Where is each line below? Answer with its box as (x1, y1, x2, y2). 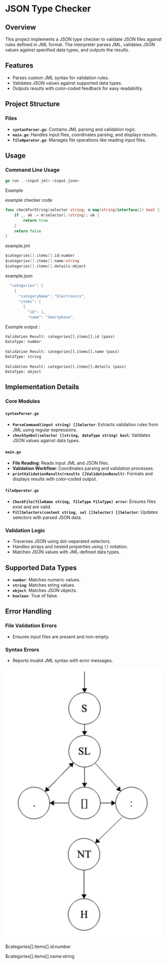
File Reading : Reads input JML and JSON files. (12, 460, 109, 466)
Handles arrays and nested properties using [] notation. (12, 544, 128, 550)
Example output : (5, 324, 40, 330)
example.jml (5, 243, 30, 249)
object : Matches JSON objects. (12, 587, 77, 593)
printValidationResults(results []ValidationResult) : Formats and (12, 470, 153, 476)
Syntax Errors (5, 646, 39, 653)
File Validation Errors (5, 622, 57, 629)
